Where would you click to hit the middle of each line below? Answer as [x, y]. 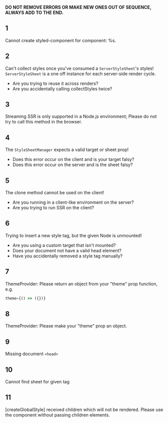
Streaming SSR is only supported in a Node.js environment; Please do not [81, 116]
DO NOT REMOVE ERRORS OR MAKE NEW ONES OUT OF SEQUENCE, [78, 7]
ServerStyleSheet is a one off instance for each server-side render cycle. [81, 74]
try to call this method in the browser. [44, 122]
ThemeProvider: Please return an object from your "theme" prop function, [81, 284]
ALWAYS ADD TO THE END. [34, 13]
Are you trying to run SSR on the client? [53, 208]
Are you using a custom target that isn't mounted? [64, 245]
